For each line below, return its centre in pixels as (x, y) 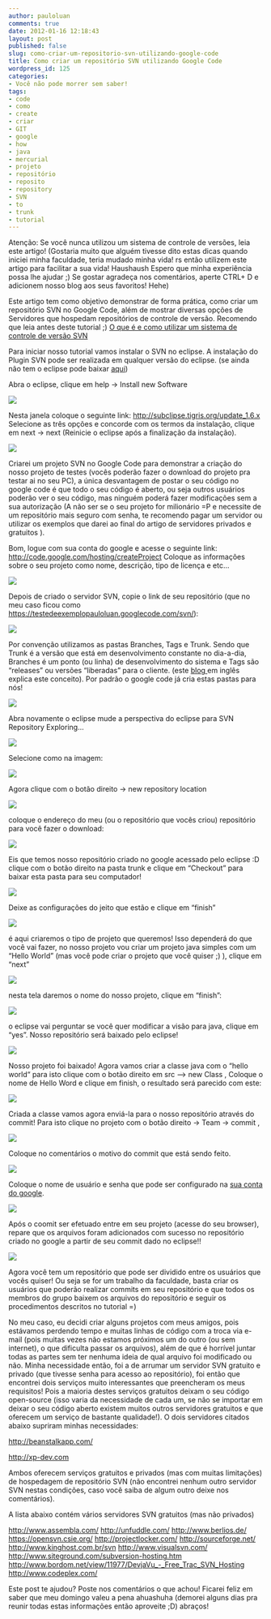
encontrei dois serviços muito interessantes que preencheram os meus (127, 1383)
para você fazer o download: (56, 829)
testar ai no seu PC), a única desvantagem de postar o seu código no (124, 481)
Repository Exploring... (47, 728)
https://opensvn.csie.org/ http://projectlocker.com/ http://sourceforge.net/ (132, 1539)
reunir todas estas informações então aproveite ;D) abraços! (108, 1606)
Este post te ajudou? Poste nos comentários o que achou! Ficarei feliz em (131, 1589)
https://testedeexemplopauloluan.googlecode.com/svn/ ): (104, 614)
